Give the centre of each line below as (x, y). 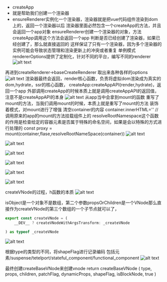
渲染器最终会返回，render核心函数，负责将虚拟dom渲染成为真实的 (93, 78)
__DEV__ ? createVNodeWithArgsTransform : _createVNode (72, 223)
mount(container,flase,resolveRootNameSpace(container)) (65, 134)
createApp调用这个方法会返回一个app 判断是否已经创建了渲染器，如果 (84, 38)
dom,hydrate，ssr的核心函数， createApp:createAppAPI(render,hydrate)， (81, 85)
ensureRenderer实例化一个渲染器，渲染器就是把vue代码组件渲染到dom (85, 19)
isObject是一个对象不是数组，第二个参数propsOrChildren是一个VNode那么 (81, 203)
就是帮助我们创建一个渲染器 (41, 13)
